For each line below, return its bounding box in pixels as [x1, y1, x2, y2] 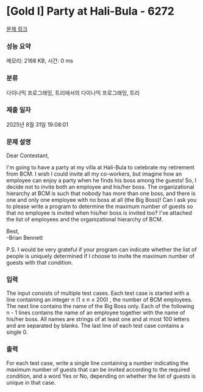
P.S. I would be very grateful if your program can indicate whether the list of [6, 246, 197, 253]
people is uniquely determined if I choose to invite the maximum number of [6, 253, 195, 260]
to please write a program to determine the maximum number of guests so [6, 203, 193, 210]
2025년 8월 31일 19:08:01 [6, 120, 69, 128]
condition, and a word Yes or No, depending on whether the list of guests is [6, 372, 196, 380]
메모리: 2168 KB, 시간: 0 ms [6, 57, 73, 65]
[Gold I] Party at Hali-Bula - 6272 [6, 4, 175, 18]
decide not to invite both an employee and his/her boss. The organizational [6, 183, 194, 191]
